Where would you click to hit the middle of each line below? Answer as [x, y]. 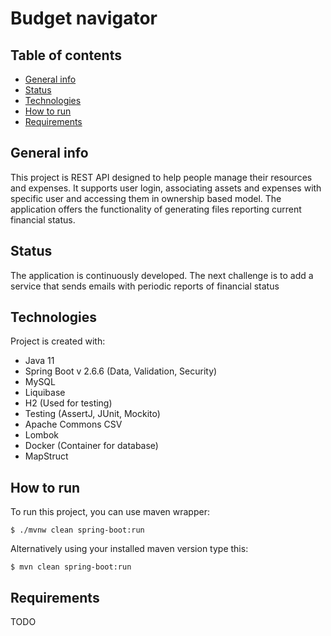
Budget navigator [84, 18]
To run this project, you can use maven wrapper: [110, 512]
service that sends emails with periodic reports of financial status [145, 286]
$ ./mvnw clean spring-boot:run [77, 530]
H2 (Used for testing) [68, 403]
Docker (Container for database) [91, 446]
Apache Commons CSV [73, 424]
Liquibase [45, 393]
